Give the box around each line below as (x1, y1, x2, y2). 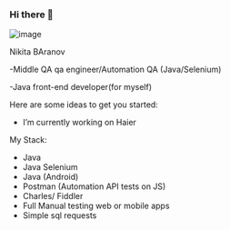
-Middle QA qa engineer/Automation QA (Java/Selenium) (9, 64, 222, 75)
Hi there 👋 (9, 8, 55, 21)
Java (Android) (22, 172, 79, 183)
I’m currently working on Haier (22, 117, 136, 128)
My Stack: (9, 135, 47, 145)
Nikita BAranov (9, 46, 65, 57)
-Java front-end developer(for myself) (9, 82, 153, 93)
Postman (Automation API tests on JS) (22, 181, 166, 192)
